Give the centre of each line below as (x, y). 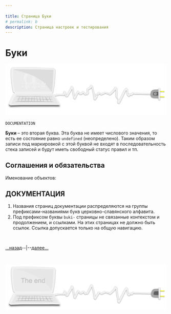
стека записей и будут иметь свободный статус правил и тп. (72, 149)
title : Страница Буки (28, 16)
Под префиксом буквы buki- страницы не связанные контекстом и (86, 217)
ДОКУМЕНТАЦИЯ (35, 194)
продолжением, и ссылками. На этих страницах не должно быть (84, 223)
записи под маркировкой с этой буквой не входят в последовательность (86, 144)
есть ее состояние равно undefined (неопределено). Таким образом (80, 138)
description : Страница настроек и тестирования (57, 27)
